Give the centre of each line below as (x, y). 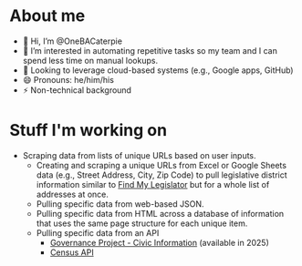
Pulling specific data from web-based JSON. (120, 204)
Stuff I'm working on (88, 131)
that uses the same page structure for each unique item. (142, 223)
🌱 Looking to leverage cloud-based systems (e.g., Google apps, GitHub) (158, 70)
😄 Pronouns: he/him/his (68, 79)
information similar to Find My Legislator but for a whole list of (153, 184)
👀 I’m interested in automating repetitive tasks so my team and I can (150, 50)
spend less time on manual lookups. (90, 60)
